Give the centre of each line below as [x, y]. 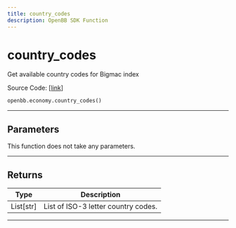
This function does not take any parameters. [71, 146]
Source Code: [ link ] [35, 88]
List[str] [24, 206]
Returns [25, 175]
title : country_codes [39, 14]
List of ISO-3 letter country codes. [100, 206]
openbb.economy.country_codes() [54, 101]
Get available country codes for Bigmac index [73, 74]
